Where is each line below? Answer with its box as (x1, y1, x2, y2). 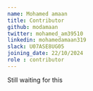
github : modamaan (7, 23, 58, 30)
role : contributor (7, 56, 65, 63)
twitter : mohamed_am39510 (7, 30, 83, 37)
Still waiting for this (7, 75, 63, 84)
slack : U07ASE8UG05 (7, 43, 65, 50)
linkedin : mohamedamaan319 (7, 37, 87, 44)
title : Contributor (7, 17, 65, 24)
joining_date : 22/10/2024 (7, 50, 83, 57)
